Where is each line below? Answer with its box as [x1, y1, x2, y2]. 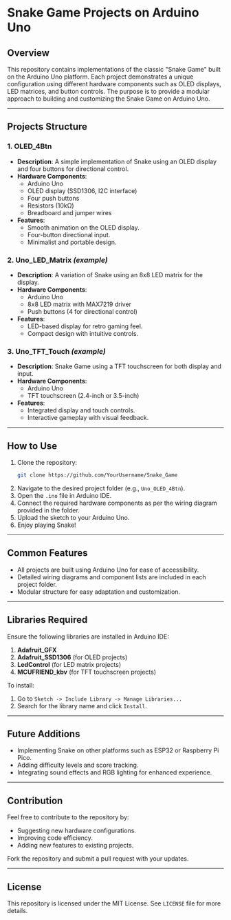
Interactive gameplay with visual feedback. [27, 414, 149, 422]
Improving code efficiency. [16, 834, 93, 842]
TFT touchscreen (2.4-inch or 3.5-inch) [27, 392, 140, 400]
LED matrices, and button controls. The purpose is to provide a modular [7, 88, 210, 95]
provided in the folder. [16, 506, 80, 514]
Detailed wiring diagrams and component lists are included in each [16, 572, 206, 581]
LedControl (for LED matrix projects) [16, 660, 122, 668]
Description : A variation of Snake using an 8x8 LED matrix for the [16, 270, 203, 279]
